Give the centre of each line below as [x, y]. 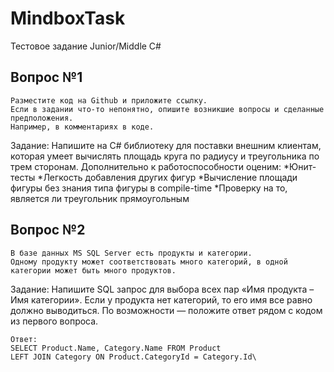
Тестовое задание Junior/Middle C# [86, 46]
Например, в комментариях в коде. [82, 127]
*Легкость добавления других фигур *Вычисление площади [167, 177]
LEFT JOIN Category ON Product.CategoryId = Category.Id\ [133, 357]
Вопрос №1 [46, 77]
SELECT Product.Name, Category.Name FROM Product [116, 348]
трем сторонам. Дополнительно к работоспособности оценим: [146, 166]
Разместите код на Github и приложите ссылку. [109, 100]
